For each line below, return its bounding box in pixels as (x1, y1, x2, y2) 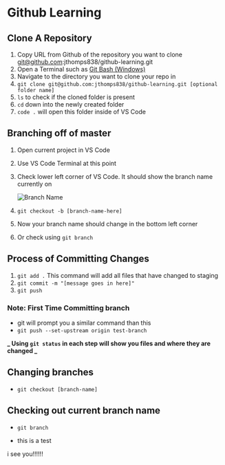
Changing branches (7, 367, 94, 378)
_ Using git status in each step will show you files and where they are (7, 339, 211, 347)
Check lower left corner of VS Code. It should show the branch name (17, 172, 213, 180)
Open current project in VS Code (17, 146, 110, 154)
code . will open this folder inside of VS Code (17, 108, 147, 116)
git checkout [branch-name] (17, 386, 98, 393)
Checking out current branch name (7, 404, 160, 417)
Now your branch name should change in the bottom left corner (17, 219, 198, 228)
